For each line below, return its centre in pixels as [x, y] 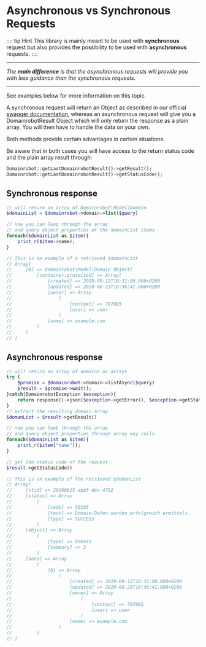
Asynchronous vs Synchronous [88, 11]
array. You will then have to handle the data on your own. [78, 127]
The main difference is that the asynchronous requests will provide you [97, 71]
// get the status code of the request [57, 462]
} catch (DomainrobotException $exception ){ [61, 394]
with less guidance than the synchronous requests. [71, 78]
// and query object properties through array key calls [81, 434]
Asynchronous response [55, 358]
